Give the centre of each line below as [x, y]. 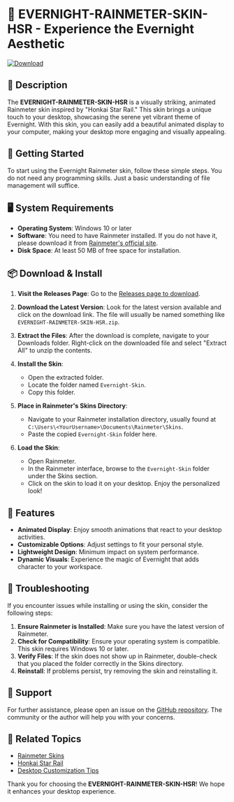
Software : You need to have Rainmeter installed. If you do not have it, [117, 236]
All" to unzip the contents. [55, 350]
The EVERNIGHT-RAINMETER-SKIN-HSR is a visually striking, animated [111, 102]
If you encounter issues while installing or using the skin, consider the [108, 605]
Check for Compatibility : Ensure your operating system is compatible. [119, 641]
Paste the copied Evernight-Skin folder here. [92, 434]
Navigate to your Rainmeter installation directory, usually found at [122, 419]
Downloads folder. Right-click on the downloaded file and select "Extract [122, 343]
